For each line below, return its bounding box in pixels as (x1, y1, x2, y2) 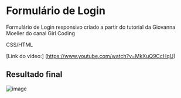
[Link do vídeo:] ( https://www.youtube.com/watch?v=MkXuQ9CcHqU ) (6, 52, 176, 59)
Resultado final (6, 69, 63, 80)
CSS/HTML (6, 41, 33, 48)
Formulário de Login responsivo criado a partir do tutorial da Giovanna (6, 23, 176, 31)
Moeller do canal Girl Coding (6, 29, 75, 36)
